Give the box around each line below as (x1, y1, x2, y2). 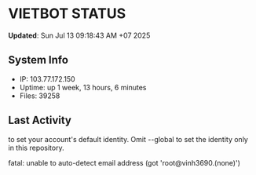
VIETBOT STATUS (8, 5, 126, 23)
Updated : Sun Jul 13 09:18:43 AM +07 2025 (8, 31, 151, 40)
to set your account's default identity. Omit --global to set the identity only (8, 134, 249, 144)
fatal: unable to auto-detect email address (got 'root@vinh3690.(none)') (8, 158, 241, 167)
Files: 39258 (19, 91, 60, 100)
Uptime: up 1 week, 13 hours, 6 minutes (19, 82, 147, 92)
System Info (8, 53, 69, 67)
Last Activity (8, 114, 72, 127)
